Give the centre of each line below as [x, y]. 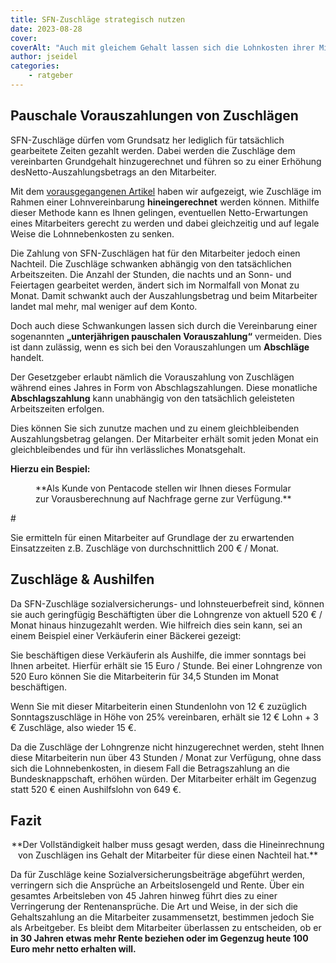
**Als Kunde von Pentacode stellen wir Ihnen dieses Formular [163, 488]
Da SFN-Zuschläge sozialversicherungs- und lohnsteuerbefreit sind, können [167, 603]
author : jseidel [44, 57]
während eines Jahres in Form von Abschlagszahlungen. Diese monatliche [164, 387]
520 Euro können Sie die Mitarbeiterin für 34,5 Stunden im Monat [145, 676]
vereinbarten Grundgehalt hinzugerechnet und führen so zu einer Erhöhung [166, 161]
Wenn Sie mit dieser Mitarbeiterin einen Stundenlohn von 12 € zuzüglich [158, 706]
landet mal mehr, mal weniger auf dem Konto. [104, 306]
